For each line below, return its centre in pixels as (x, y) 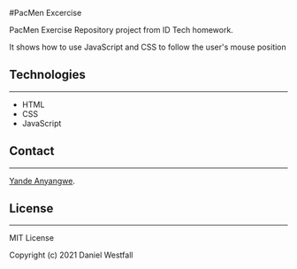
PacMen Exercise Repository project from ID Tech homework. (122, 30)
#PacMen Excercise (46, 13)
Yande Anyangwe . (42, 181)
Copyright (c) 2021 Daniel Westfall (71, 255)
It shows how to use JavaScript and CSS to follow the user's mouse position (148, 47)
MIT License (32, 238)
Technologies (48, 75)
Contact (32, 151)
